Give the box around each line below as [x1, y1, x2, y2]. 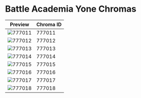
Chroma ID [36, 21, 62, 28]
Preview [9, 21, 29, 28]
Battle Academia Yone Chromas [5, 3, 137, 15]
